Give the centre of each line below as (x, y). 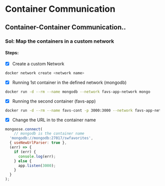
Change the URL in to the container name (54, 120)
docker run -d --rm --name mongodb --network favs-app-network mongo (78, 92)
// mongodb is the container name (49, 133)
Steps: (12, 53)
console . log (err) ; (37, 156)
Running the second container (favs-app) (54, 101)
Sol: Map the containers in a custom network (60, 41)
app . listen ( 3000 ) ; (37, 165)
